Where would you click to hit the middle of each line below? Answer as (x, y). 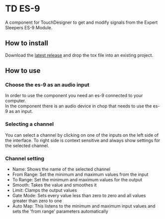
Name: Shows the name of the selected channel (61, 169)
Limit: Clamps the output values (45, 190)
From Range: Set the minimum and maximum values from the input (80, 174)
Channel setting (25, 158)
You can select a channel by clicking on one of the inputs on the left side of (82, 135)
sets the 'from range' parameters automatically (60, 212)
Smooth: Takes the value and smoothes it (55, 185)
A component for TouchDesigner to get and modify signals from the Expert (82, 22)
